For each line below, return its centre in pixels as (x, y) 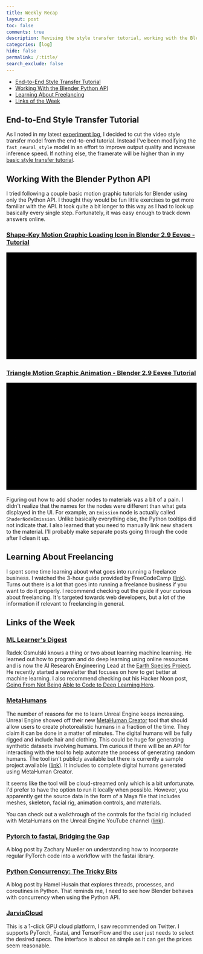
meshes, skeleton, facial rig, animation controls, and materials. (84, 802)
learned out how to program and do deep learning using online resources (97, 659)
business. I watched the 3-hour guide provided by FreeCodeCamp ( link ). (97, 578)
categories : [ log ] (29, 45)
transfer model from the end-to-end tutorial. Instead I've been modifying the (101, 141)
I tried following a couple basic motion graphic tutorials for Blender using (97, 194)
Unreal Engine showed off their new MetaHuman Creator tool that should (97, 720)
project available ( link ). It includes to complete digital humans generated (96, 765)
